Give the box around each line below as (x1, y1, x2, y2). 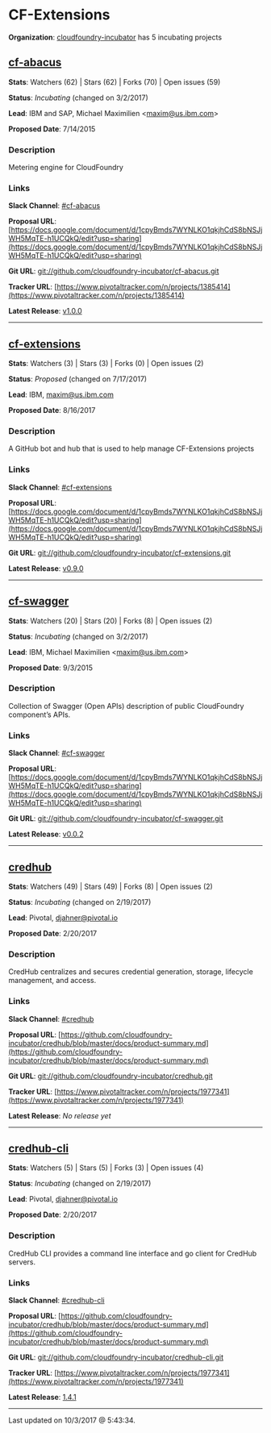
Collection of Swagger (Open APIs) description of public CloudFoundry (8, 701, 244, 710)
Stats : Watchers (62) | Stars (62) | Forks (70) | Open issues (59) (8, 77, 221, 86)
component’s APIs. (8, 710, 71, 719)
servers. (8, 1256, 36, 1267)
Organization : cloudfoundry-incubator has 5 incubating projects (8, 32, 223, 42)
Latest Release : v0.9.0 (8, 563, 84, 573)
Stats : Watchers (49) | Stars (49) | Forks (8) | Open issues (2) (8, 881, 214, 891)
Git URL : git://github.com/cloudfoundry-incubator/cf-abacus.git (8, 266, 219, 276)
